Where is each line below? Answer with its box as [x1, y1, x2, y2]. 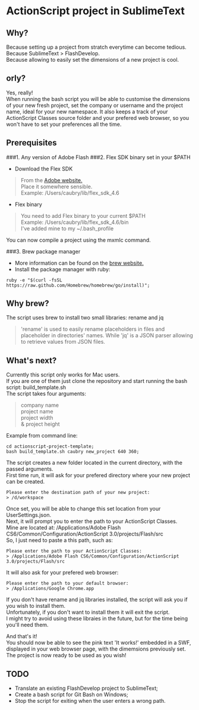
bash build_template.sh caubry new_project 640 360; [6, 449, 140, 455]
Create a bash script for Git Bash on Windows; [14, 691, 129, 698]
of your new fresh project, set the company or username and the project [6, 102, 183, 109]
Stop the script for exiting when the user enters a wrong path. [14, 698, 166, 705]
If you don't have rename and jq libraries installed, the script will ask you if [6, 596, 188, 603]
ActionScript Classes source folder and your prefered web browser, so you [6, 114, 189, 121]
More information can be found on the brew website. [14, 259, 144, 267]
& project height [20, 420, 61, 428]
